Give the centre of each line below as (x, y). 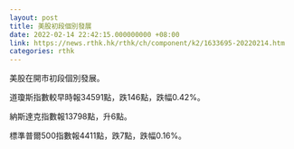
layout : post (34, 18)
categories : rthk (42, 51)
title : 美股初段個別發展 (51, 26)
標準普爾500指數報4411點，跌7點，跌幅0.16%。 (98, 135)
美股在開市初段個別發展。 (57, 79)
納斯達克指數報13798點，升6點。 (71, 116)
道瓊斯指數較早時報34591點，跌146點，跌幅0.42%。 (107, 98)
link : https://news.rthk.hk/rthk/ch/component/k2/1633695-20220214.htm (147, 43)
